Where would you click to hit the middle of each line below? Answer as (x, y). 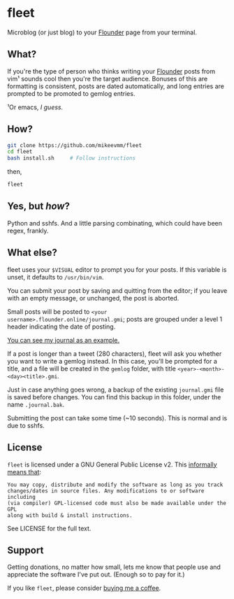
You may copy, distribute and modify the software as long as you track (115, 485)
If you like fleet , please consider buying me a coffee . (84, 588)
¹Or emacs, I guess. (35, 107)
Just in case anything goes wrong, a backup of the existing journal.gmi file (116, 390)
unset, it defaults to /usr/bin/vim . (56, 277)
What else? (32, 253)
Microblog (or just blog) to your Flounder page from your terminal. (102, 32)
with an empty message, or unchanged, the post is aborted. (93, 298)
